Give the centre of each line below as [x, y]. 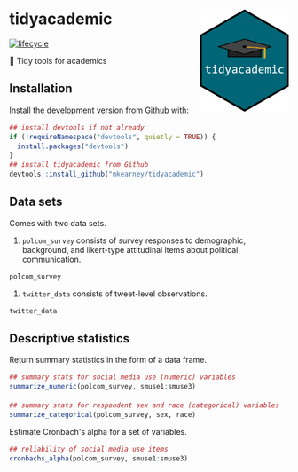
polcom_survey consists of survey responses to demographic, [134, 240]
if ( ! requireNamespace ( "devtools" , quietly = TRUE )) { [113, 137]
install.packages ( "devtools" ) [73, 146]
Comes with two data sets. [58, 223]
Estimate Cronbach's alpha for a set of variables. [98, 431]
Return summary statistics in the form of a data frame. [108, 360]
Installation [41, 89]
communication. [51, 259]
